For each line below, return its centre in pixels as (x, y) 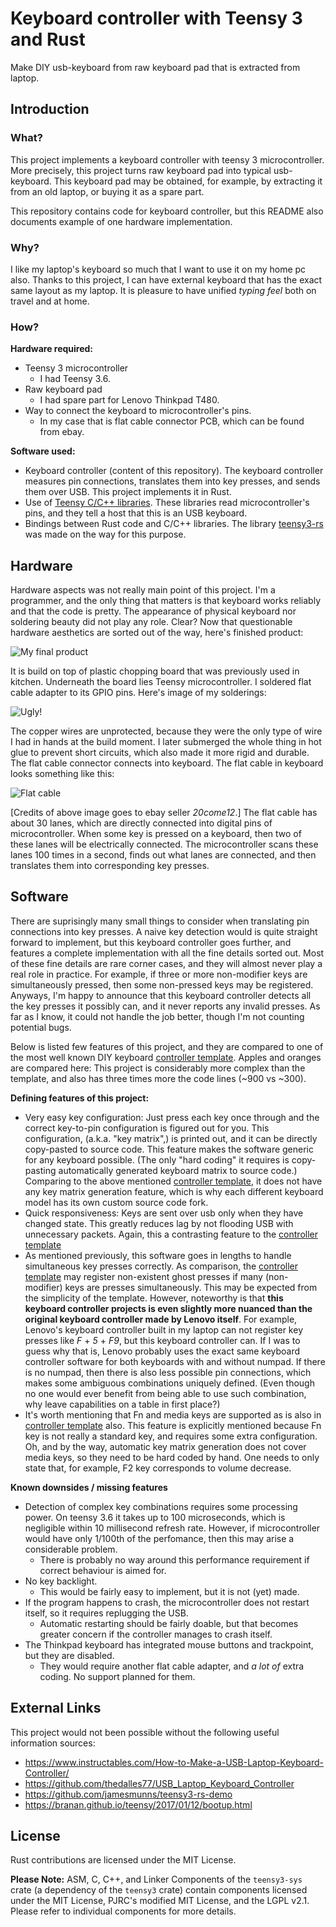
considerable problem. (71, 1549)
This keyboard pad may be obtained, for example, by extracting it (188, 181)
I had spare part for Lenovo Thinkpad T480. (129, 400)
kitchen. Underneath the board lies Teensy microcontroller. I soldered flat (161, 682)
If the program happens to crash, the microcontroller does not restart (167, 1602)
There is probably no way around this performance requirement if (174, 1559)
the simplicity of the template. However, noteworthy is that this (154, 1298)
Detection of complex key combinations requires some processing (161, 1506)
